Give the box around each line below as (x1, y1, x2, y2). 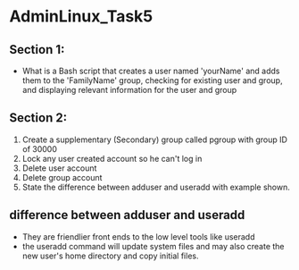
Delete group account (21, 172, 103, 182)
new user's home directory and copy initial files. (21, 250, 199, 261)
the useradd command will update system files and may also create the (21, 240, 285, 251)
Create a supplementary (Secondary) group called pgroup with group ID (21, 134, 288, 145)
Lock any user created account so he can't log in (21, 153, 203, 164)
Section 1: (9, 42, 65, 57)
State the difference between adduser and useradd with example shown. (21, 181, 290, 192)
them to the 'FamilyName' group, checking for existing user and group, (21, 75, 283, 86)
